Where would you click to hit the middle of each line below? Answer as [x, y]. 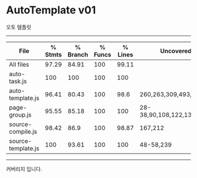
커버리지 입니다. [24, 169]
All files [19, 64]
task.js [18, 81]
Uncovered [176, 51]
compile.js [23, 131]
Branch [78, 54]
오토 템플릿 [19, 27]
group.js [21, 114]
